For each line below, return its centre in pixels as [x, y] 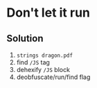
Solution [25, 38]
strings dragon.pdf [45, 55]
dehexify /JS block [43, 70]
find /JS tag [33, 62]
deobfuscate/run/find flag [53, 77]
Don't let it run [48, 13]
